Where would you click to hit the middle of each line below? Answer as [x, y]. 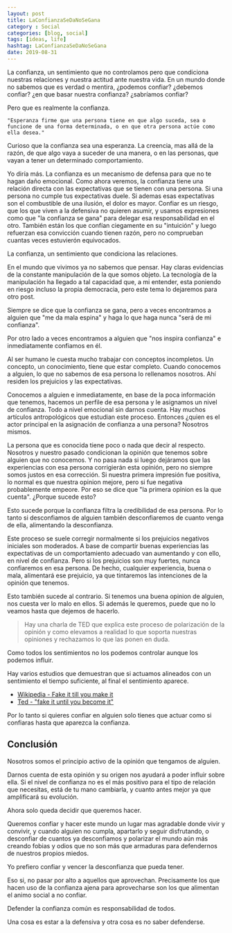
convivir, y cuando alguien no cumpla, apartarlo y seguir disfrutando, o [108, 831]
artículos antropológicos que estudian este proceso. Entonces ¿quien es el [114, 417]
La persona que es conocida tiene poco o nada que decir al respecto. [106, 445]
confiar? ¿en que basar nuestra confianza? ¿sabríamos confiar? [98, 94]
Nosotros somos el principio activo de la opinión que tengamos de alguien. [114, 761]
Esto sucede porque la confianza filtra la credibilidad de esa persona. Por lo [115, 510]
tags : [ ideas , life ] [37, 40]
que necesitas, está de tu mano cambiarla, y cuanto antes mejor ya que [109, 789]
